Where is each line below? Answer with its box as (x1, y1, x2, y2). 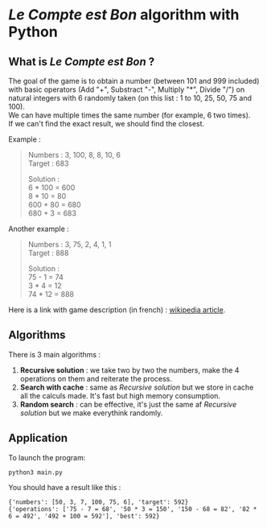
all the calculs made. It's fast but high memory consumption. (19, 390, 221, 400)
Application (8, 431, 68, 445)
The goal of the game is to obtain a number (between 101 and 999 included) (8, 76, 260, 85)
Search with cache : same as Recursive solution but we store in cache (19, 382, 254, 392)
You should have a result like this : (8, 482, 121, 492)
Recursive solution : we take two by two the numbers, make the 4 (19, 365, 240, 375)
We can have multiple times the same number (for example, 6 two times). (8, 110, 251, 120)
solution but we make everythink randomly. (19, 408, 163, 418)
